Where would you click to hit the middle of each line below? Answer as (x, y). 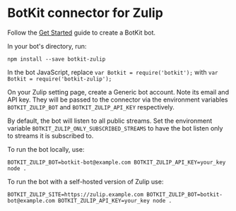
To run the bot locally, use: (46, 149)
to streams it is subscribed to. (51, 135)
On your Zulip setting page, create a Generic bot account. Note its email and (118, 92)
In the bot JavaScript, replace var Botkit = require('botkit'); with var (113, 72)
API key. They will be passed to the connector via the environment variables (118, 100)
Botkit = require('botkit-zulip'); (60, 79)
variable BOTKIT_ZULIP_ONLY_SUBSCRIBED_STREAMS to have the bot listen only (115, 128)
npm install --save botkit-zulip (57, 59)
